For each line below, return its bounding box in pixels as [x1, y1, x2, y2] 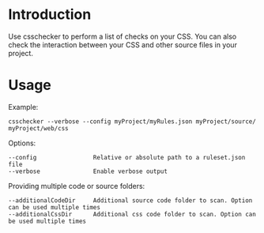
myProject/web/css [8, 124, 69, 132]
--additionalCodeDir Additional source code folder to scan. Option [8, 196, 253, 205]
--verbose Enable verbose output [8, 167, 168, 175]
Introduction [8, 6, 92, 24]
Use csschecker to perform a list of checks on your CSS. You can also [8, 32, 237, 41]
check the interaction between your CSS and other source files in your [8, 39, 237, 49]
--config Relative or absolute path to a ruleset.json [8, 153, 246, 161]
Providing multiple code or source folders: [8, 181, 145, 190]
